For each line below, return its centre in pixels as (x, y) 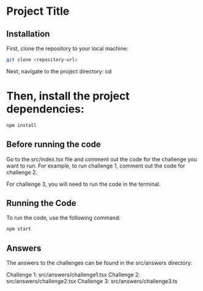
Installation (28, 34)
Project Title (38, 11)
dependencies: (45, 109)
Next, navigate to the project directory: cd (59, 71)
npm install (21, 125)
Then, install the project (68, 96)
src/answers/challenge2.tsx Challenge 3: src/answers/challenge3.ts (92, 281)
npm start (19, 229)
